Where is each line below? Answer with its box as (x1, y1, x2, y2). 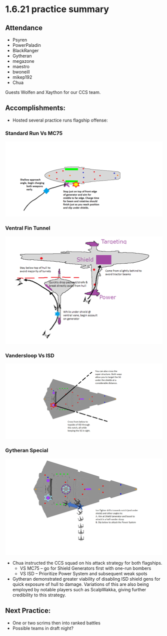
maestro (12, 64, 30, 69)
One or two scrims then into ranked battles (12, 619, 101, 626)
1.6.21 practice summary (5, 4, 109, 15)
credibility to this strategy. (12, 592, 66, 598)
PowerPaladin (12, 42, 41, 48)
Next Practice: (5, 606, 51, 615)
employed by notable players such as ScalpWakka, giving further (12, 587, 146, 593)
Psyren (12, 37, 27, 43)
